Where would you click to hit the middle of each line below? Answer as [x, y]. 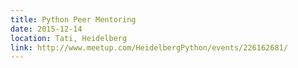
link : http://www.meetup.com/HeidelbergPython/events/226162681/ [149, 47]
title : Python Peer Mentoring [73, 19]
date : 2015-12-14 [46, 29]
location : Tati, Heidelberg [69, 38]
